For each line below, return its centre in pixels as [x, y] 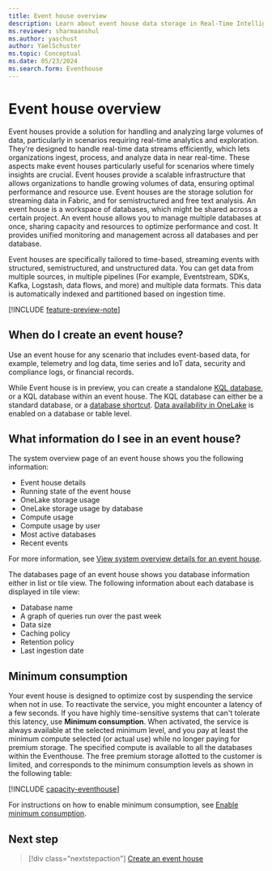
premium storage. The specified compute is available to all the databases [130, 748]
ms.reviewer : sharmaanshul [54, 31]
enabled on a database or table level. [70, 413]
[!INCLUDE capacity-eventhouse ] [64, 789]
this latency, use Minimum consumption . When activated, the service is [129, 722]
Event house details [53, 483]
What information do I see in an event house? [125, 439]
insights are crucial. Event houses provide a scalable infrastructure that [127, 175]
